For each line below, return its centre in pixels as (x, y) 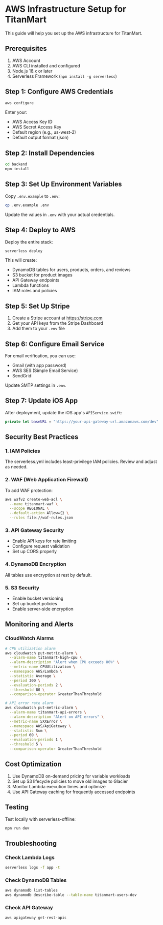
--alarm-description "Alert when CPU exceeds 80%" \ (64, 662)
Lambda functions (30, 285)
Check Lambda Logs (30, 857)
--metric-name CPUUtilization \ (43, 667)
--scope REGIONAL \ (29, 509)
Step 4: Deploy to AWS (40, 230)
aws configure (20, 103)
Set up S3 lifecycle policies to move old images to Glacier (70, 781)
